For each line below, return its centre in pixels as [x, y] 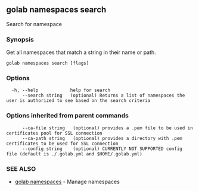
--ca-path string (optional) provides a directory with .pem [102, 138]
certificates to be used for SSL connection [62, 144]
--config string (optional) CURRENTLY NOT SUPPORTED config [102, 149]
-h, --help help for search [61, 90]
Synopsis [20, 39]
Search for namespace [34, 24]
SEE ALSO [21, 168]
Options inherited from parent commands [68, 116]
